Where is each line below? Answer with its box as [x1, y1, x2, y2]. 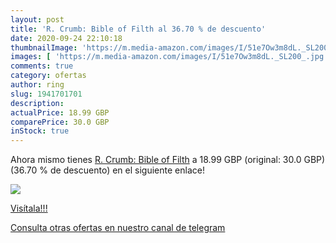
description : [10, 98, 65, 108]
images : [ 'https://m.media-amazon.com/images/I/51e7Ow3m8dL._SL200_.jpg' [10, 52, 329, 62]
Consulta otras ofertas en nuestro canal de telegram [10, 222, 226, 234]
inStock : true [10, 126, 70, 136]
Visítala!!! [10, 202, 48, 215]
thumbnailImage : [10, 42, 78, 53]
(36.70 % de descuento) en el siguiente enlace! [10, 164, 205, 176]
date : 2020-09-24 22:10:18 [10, 33, 123, 43]
